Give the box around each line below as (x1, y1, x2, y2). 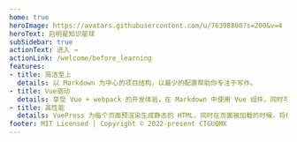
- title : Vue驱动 (9, 86, 71, 95)
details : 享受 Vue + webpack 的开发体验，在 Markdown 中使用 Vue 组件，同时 (17, 94, 284, 104)
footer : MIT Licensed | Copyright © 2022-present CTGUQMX (9, 120, 227, 129)
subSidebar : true (9, 37, 73, 47)
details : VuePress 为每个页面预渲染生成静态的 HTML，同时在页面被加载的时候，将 (17, 111, 286, 120)
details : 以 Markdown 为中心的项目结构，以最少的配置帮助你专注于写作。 (17, 78, 257, 87)
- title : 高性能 (9, 103, 65, 112)
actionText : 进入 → (9, 46, 79, 55)
